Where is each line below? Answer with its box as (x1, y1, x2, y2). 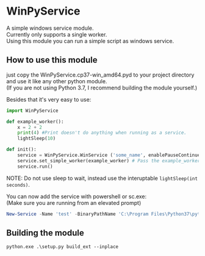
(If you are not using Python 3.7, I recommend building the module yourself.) (6, 84, 198, 91)
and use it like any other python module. (6, 77, 107, 85)
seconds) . (6, 181, 31, 188)
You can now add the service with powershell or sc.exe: (6, 193, 147, 200)
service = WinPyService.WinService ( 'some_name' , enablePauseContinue (17, 152, 201, 158)
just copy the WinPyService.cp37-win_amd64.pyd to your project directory (6, 71, 195, 78)
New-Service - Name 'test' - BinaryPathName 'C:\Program (6, 211, 149, 217)
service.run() (17, 163, 53, 170)
